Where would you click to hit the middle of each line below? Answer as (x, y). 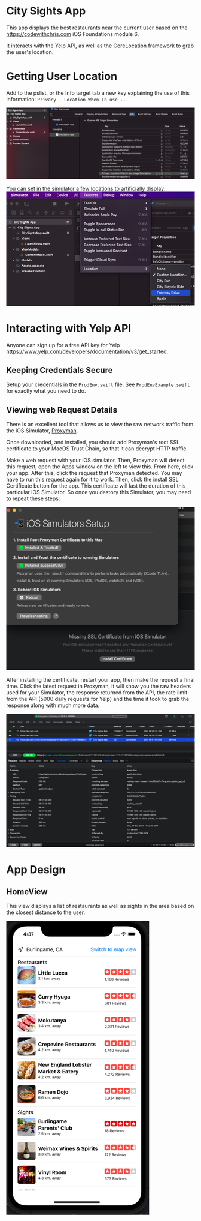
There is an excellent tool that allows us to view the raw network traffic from (100, 425)
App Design (36, 869)
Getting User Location (62, 76)
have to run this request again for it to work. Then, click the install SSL (92, 479)
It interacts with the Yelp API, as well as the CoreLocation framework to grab (100, 46)
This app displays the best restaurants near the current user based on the (97, 28)
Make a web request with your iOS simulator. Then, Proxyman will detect (95, 461)
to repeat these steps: (33, 498)
